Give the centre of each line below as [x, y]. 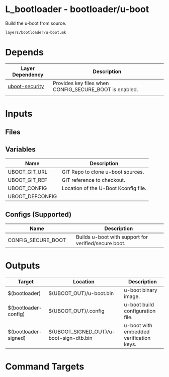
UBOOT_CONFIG [27, 188]
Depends [24, 53]
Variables [21, 149]
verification [137, 338]
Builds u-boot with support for [112, 237]
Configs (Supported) [38, 214]
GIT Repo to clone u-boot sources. [103, 172]
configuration [140, 311]
